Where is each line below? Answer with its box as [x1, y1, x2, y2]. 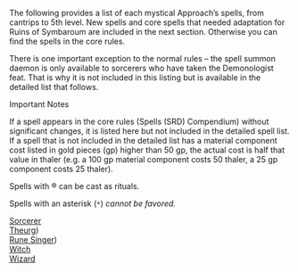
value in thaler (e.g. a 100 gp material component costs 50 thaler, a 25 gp [9, 154, 278, 164]
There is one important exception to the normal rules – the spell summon [9, 54, 277, 63]
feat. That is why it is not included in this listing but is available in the [9, 72, 261, 83]
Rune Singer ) [9, 235, 58, 244]
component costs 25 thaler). [9, 164, 113, 174]
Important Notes [9, 99, 70, 110]
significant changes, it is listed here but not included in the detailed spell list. [9, 126, 290, 136]
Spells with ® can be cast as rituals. [9, 181, 140, 191]
